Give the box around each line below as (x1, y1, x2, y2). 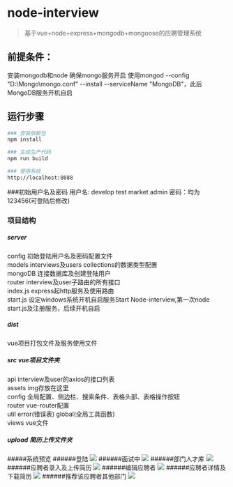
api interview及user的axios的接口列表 (7, 375, 115, 383)
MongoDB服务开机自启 (7, 88, 73, 97)
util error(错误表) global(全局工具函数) (7, 410, 115, 418)
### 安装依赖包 (7, 130, 47, 137)
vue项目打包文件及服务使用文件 (7, 339, 98, 347)
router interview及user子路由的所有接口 (7, 277, 121, 286)
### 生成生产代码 (7, 148, 51, 156)
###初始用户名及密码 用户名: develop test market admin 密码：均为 (7, 187, 200, 196)
